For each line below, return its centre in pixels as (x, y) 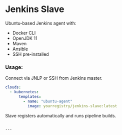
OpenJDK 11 (25, 38)
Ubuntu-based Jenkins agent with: (41, 23)
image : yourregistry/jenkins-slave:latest (72, 106)
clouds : (13, 87)
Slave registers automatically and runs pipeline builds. (61, 115)
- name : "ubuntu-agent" (48, 101)
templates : (30, 96)
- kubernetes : (24, 92)
